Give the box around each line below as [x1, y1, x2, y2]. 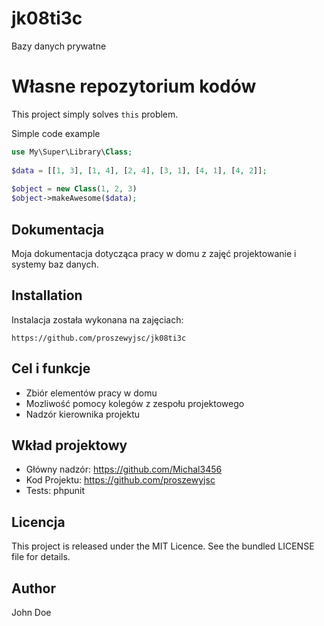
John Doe [11, 607, 52, 618]
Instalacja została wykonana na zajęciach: [11, 313, 184, 326]
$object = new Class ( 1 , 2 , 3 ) [11, 184, 138, 194]
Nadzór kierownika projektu [25, 408, 141, 420]
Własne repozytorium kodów [11, 75, 257, 98]
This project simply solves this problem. [11, 108, 179, 120]
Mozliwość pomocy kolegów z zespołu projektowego [25, 397, 245, 409]
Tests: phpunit [25, 485, 86, 497]
